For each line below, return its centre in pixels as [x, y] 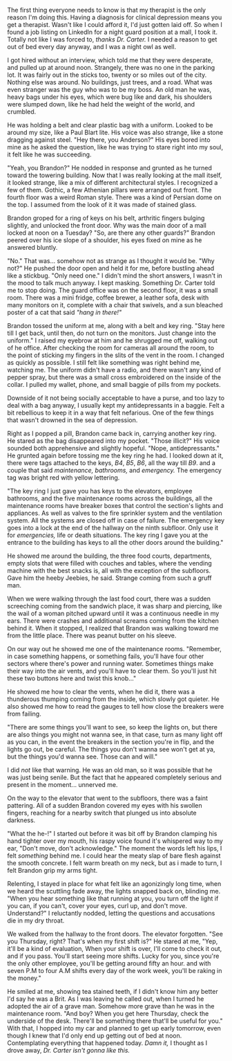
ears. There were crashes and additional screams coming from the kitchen [113, 621]
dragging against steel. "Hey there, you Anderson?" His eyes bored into [109, 140]
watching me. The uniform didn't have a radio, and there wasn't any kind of [114, 370]
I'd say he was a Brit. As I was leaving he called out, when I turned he [106, 999]
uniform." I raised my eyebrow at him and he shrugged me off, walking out [113, 341]
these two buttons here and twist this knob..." [72, 678]
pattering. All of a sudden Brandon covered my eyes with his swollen [105, 805]
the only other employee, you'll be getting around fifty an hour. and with [109, 963]
